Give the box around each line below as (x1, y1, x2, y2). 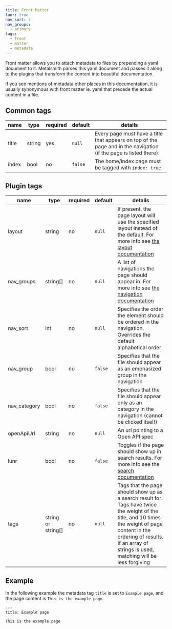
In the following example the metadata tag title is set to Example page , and (5, 590, 164, 596)
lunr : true (5, 12, 29, 17)
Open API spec (117, 433, 154, 440)
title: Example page (5, 610, 50, 615)
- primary (10, 27, 31, 32)
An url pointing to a (117, 427, 163, 434)
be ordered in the (117, 319, 159, 326)
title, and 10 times (117, 514, 161, 521)
